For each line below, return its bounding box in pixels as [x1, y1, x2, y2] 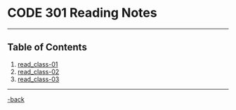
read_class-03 [17, 75, 60, 83]
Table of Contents [7, 41, 88, 53]
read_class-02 [17, 67, 60, 76]
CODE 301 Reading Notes [7, 5, 157, 21]
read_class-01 [17, 60, 58, 68]
